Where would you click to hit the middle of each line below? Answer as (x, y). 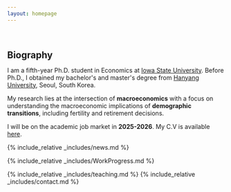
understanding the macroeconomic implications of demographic (99, 105)
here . (15, 134)
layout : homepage (32, 14)
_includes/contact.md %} (43, 182)
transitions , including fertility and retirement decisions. (86, 113)
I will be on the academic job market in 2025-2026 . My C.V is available (109, 126)
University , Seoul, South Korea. (52, 85)
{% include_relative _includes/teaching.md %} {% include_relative (101, 174)
